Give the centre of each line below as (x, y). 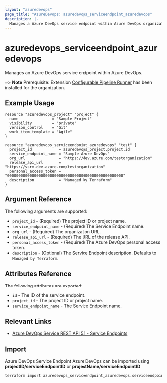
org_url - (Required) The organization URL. (56, 231)
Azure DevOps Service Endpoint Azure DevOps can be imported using (77, 361)
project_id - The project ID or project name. (58, 300)
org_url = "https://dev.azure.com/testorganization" (81, 158)
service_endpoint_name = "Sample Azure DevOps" (60, 154)
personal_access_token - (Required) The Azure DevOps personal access (86, 242)
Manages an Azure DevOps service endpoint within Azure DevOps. (74, 73)
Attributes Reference (38, 274)
